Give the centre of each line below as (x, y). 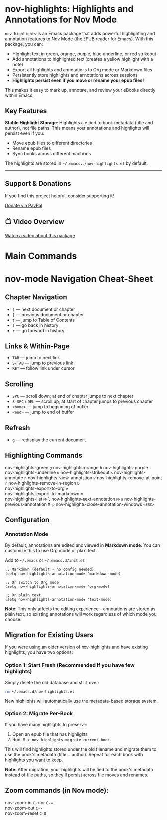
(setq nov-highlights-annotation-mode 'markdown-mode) (63, 574)
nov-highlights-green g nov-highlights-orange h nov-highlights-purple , (78, 467)
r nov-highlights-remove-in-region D (42, 483)
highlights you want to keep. (34, 760)
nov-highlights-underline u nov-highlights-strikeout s (59, 472)
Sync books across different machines (52, 153)
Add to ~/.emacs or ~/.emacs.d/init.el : (45, 560)
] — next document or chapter (44, 309)
